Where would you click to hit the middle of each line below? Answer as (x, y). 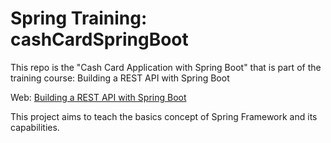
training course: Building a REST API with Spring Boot (120, 78)
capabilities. (35, 127)
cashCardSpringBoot (99, 39)
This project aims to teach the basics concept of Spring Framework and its (164, 116)
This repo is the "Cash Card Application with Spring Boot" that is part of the (166, 67)
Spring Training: (79, 18)
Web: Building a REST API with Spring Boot (98, 97)
